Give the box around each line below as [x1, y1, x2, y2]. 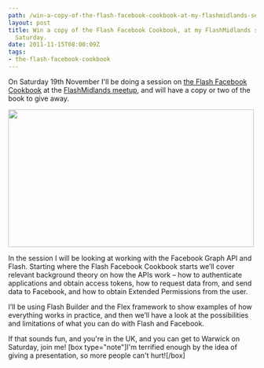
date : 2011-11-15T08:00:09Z [8, 41, 101, 49]
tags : [8, 48, 26, 56]
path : [8, 11, 26, 20]
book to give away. [8, 94, 69, 103]
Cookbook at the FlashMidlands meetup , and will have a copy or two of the [8, 85, 251, 94]
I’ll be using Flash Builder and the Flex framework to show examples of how [8, 302, 253, 311]
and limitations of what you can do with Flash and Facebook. [8, 318, 204, 328]
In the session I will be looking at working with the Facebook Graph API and [8, 253, 252, 263]
